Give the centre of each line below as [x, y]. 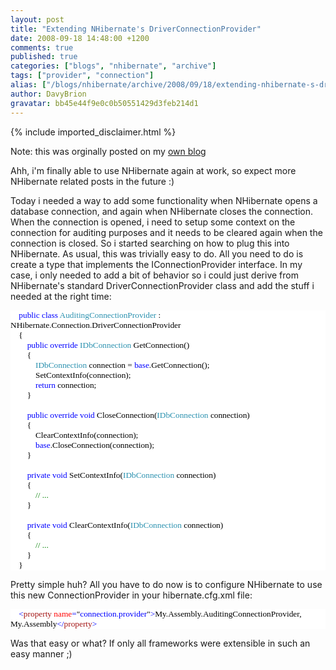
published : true [44, 57]
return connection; [65, 384]
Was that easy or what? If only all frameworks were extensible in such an [160, 643]
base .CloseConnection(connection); [94, 444]
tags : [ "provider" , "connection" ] [82, 76]
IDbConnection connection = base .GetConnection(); [122, 364]
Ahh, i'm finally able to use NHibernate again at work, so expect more [153, 170]
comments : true [42, 47]
